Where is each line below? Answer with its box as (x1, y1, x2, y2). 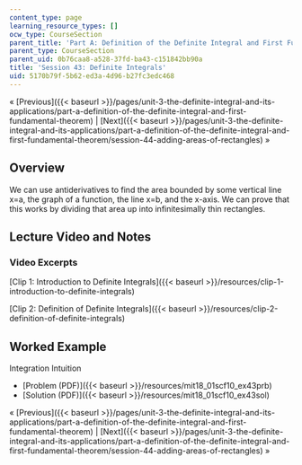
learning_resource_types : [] (9, 22, 119, 31)
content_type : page (9, 13, 83, 22)
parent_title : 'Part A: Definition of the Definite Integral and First (9, 38, 283, 48)
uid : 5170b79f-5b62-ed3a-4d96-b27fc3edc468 (9, 72, 175, 81)
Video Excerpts (9, 256, 78, 268)
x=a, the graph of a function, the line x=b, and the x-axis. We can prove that (9, 194, 290, 205)
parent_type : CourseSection (9, 47, 115, 56)
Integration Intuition (9, 363, 82, 373)
